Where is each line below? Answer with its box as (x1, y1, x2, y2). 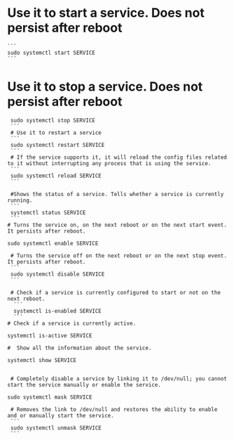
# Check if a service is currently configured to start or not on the (10, 289, 221, 296)
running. (7, 197, 33, 204)
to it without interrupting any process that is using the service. (7, 160, 212, 167)
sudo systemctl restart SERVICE (10, 141, 105, 148)
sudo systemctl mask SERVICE (7, 394, 92, 401)
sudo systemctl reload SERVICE (10, 172, 102, 179)
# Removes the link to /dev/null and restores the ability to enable (10, 406, 218, 413)
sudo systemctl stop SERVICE (10, 117, 96, 124)
